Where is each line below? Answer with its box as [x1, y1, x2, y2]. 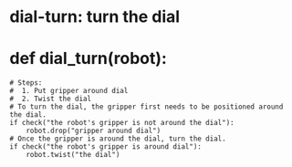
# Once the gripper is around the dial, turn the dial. [9, 134, 226, 143]
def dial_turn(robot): [9, 48, 167, 69]
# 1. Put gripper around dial [9, 87, 129, 96]
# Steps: [9, 78, 43, 88]
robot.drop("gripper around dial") [26, 126, 162, 136]
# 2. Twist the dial [9, 94, 92, 104]
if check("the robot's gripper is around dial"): [9, 142, 203, 151]
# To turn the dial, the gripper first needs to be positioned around [9, 102, 284, 111]
